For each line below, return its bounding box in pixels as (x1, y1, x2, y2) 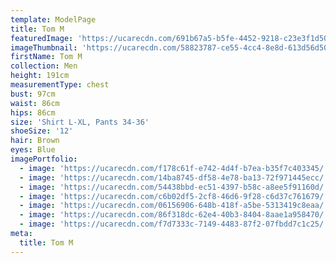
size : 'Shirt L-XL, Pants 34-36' (10, 117, 150, 127)
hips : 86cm (10, 107, 56, 118)
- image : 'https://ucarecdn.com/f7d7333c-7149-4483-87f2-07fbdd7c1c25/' (19, 219, 329, 230)
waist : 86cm (10, 98, 60, 108)
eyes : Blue (10, 145, 56, 155)
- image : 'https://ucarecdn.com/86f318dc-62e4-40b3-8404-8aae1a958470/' (19, 210, 329, 220)
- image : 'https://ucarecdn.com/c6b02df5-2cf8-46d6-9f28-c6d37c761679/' (19, 191, 329, 201)
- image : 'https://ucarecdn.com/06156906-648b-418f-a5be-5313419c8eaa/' (19, 201, 329, 211)
